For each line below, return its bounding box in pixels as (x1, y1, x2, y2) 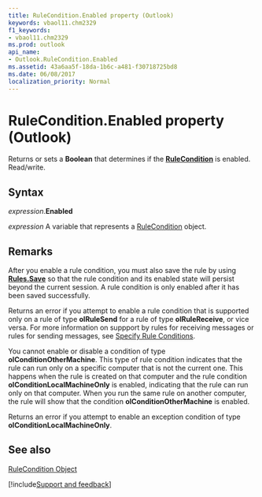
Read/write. (8, 163, 46, 172)
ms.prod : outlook (8, 41, 65, 49)
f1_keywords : (8, 26, 51, 34)
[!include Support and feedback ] (8, 479, 112, 489)
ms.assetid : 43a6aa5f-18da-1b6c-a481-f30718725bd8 (8, 63, 178, 71)
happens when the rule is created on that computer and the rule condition (8, 372, 248, 381)
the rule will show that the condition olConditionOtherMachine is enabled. (8, 397, 250, 406)
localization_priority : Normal (8, 77, 111, 85)
